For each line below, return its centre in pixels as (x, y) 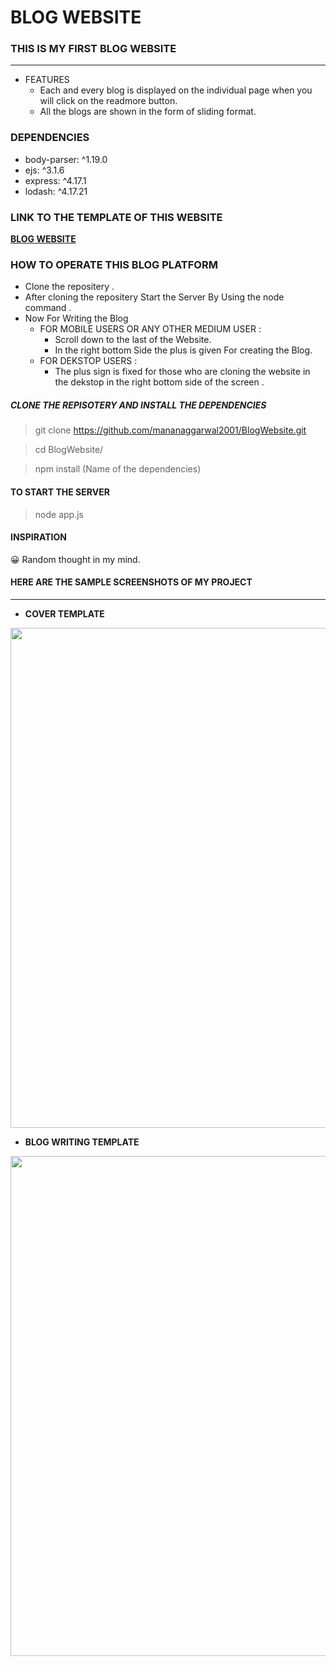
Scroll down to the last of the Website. (133, 340)
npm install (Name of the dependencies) (118, 469)
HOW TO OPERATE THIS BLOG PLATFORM (114, 264)
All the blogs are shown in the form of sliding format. (148, 112)
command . (48, 308)
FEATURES (47, 80)
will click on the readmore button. (108, 101)
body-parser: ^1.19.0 (66, 159)
